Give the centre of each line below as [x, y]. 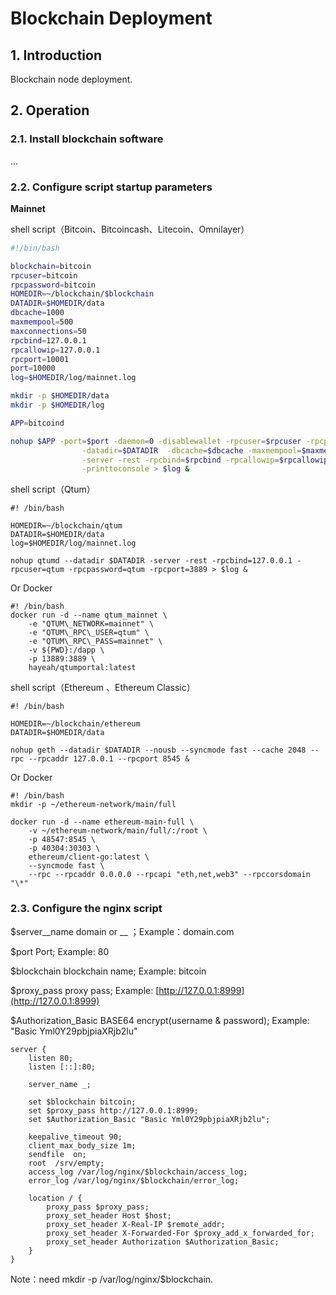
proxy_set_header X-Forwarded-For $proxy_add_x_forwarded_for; [180, 1233]
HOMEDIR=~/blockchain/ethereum [75, 724]
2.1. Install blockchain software [87, 139]
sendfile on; [57, 1154]
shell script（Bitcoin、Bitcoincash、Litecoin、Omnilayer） [130, 229]
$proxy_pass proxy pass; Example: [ [85, 990]
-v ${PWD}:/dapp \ [66, 650]
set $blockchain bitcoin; [82, 1102]
